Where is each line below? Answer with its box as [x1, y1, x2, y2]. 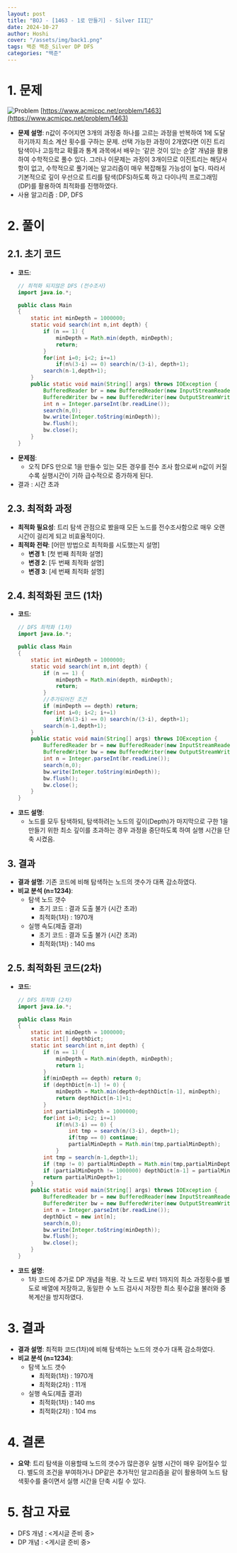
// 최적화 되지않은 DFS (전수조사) [17, 282, 106, 289]
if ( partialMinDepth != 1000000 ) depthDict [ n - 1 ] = [43, 1167, 196, 1174]
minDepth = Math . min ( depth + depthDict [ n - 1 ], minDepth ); [55, 1088, 221, 1095]
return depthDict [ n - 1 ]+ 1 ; [55, 1095, 132, 1102]
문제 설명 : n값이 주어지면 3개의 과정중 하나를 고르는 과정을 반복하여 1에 [17, 128, 212, 137]
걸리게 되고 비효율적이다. [36, 531, 105, 540]
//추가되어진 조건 [43, 696, 87, 703]
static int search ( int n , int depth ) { [30, 1042, 145, 1049]
